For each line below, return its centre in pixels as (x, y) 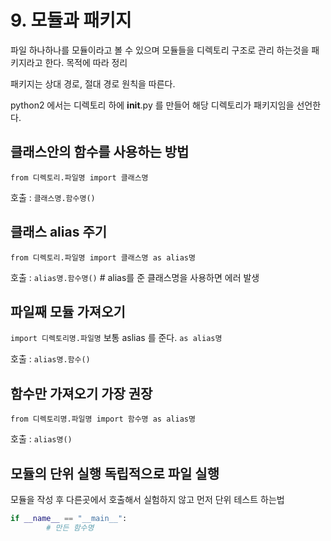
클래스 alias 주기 (59, 232)
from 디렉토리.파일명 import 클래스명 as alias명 (103, 257)
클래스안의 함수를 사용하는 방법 (100, 152)
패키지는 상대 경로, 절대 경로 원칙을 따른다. (93, 83)
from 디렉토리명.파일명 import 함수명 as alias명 (103, 419)
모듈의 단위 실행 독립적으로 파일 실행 (115, 473)
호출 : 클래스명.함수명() (53, 197)
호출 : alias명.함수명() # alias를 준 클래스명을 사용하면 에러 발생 (135, 277)
